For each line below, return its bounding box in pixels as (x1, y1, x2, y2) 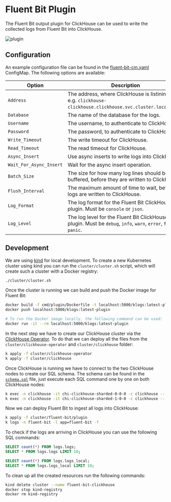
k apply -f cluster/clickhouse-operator (5, 351, 93, 356)
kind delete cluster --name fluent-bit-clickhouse (5, 482, 115, 487)
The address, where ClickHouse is (67, 90, 150, 98)
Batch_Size (8, 173, 34, 179)
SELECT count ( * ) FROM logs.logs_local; (5, 458, 90, 463)
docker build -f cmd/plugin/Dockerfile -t (5, 302, 97, 307)
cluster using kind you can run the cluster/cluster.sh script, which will (5, 262, 155, 269)
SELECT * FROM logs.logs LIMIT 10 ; (5, 449, 81, 455)
